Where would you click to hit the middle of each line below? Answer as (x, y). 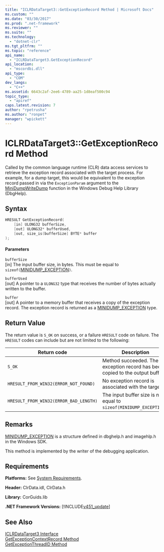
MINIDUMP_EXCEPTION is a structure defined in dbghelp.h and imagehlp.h (81, 436)
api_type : (15, 74)
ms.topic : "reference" (28, 50)
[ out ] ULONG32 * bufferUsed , (42, 229)
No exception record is (128, 380)
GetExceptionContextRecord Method (42, 539)
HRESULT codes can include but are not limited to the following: (67, 340)
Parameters (17, 249)
